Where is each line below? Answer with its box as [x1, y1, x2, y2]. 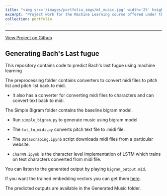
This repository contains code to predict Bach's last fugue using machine [5, 63, 155, 69]
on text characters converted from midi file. [12, 156, 101, 162]
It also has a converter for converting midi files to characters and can [12, 93, 154, 98]
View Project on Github [5, 35, 52, 41]
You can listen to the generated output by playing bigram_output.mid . [5, 166, 147, 172]
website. [12, 141, 30, 147]
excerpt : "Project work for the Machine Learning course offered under [5, 12, 157, 17]
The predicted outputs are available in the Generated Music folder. [5, 185, 141, 192]
